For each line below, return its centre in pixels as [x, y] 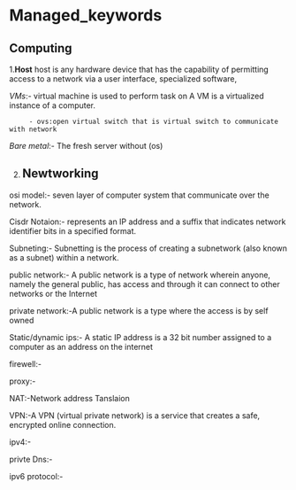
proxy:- [23, 381]
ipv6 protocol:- [36, 476]
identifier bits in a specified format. [73, 230]
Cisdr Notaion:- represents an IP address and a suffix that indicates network [148, 222]
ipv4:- [20, 442]
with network [33, 129]
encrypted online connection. [63, 424]
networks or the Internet [53, 293]
